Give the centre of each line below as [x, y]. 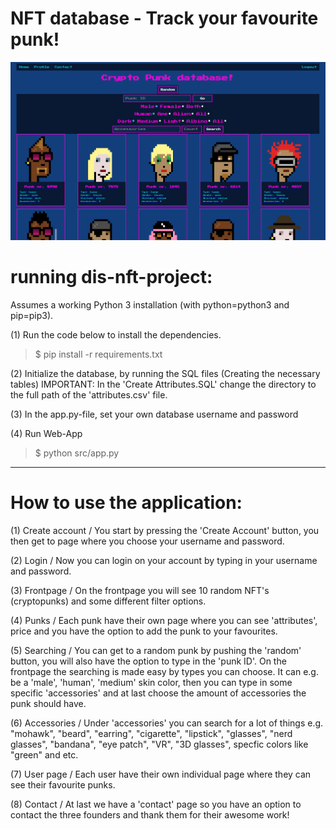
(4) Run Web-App [46, 434]
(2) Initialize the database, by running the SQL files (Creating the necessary [165, 374]
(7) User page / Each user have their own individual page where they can [161, 774]
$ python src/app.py [77, 453]
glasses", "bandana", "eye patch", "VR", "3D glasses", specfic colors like [159, 744]
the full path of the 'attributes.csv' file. [89, 395]
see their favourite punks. [63, 785]
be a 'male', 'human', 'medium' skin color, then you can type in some [151, 683]
